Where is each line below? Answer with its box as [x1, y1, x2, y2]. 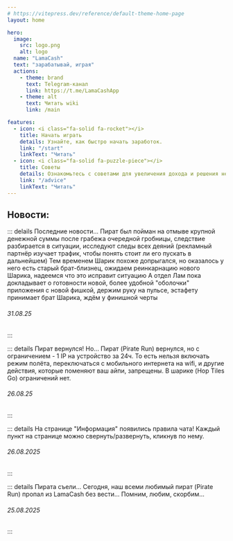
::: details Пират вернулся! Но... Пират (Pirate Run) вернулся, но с [7, 344, 200, 353]
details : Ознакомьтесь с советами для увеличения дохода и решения [19, 170, 218, 177]
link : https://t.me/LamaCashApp [25, 87, 119, 94]
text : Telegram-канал [25, 80, 89, 87]
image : [13, 35, 33, 42]
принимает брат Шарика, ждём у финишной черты [7, 294, 158, 302]
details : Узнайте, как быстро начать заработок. [19, 138, 163, 145]
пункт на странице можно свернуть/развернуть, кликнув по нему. [7, 432, 205, 440]
